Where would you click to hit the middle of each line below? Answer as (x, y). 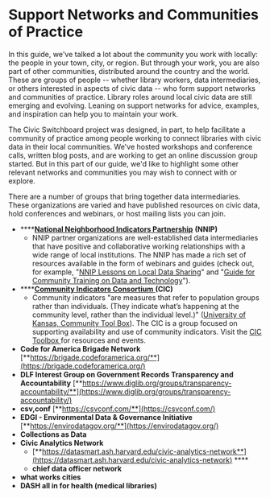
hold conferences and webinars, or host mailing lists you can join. (117, 213)
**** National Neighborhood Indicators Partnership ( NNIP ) (118, 229)
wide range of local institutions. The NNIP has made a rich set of (139, 254)
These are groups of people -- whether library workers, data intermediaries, (135, 80)
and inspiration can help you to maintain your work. (93, 113)
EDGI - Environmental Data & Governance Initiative (106, 417)
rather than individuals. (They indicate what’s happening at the (135, 306)
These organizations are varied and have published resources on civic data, (134, 205)
